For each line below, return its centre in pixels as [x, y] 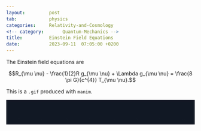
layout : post [33, 13]
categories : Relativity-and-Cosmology [60, 25]
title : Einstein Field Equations [60, 38]
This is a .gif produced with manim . [49, 92]
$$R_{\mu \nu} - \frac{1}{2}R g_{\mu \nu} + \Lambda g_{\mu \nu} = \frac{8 [100, 74]
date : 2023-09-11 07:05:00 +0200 [63, 44]
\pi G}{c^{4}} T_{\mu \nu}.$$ [100, 80]
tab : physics [37, 19]
